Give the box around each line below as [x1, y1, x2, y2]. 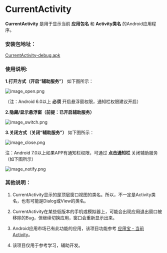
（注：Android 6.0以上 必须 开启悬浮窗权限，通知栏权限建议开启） [5, 98, 141, 104]
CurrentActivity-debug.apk [5, 52, 60, 58]
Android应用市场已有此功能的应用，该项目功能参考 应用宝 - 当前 [12, 225, 144, 231]
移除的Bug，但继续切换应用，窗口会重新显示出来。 [12, 214, 117, 220]
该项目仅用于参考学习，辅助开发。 [12, 242, 83, 248]
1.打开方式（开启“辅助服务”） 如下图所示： [5, 78, 93, 84]
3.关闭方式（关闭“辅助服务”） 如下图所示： [5, 129, 94, 135]
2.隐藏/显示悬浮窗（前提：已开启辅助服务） [5, 109, 94, 115]
